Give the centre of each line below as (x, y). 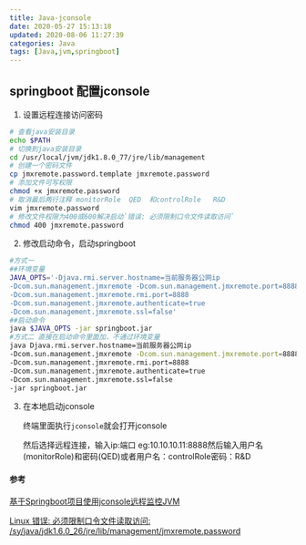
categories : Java (42, 43)
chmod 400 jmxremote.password (67, 225)
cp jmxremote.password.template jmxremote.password (109, 174)
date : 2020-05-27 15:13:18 (61, 26)
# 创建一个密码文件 (41, 166)
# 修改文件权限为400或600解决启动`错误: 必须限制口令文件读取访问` (122, 216)
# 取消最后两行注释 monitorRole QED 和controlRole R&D (117, 200)
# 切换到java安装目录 (46, 149)
